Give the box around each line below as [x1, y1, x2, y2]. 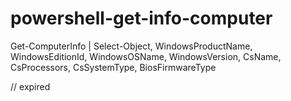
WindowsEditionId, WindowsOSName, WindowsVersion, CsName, [10, 50, 282, 62]
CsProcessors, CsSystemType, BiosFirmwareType [10, 61, 217, 73]
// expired [10, 80, 51, 92]
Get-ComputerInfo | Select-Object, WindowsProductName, [10, 40, 253, 52]
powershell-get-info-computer [10, 7, 273, 30]
